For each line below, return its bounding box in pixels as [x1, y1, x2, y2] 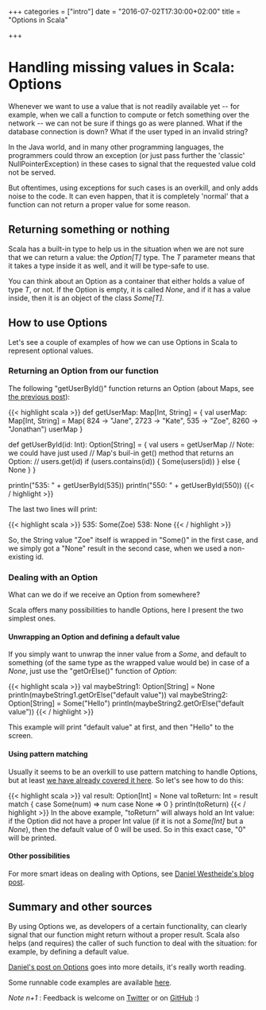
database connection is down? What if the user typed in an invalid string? [8, 126, 249, 136]
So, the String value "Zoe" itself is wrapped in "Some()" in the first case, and [8, 535, 259, 544]
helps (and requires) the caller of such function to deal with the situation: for [8, 938, 258, 948]
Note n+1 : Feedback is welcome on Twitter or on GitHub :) [8, 993, 200, 1002]
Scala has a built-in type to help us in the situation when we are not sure [8, 244, 245, 253]
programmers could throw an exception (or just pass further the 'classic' [8, 150, 245, 160]
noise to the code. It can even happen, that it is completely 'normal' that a [8, 191, 249, 201]
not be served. [8, 167, 56, 177]
